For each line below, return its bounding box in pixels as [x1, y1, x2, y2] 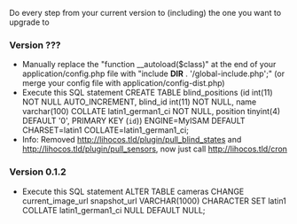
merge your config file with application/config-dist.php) [21, 78, 225, 89]
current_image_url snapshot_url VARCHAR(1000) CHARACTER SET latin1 [21, 195, 286, 206]
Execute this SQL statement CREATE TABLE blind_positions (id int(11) [21, 88, 273, 98]
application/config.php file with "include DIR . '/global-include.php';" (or [21, 68, 285, 79]
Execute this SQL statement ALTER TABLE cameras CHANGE [21, 186, 245, 197]
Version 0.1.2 [9, 166, 66, 178]
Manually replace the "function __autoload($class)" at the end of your [21, 59, 277, 70]
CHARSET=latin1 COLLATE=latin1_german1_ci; [21, 125, 189, 135]
